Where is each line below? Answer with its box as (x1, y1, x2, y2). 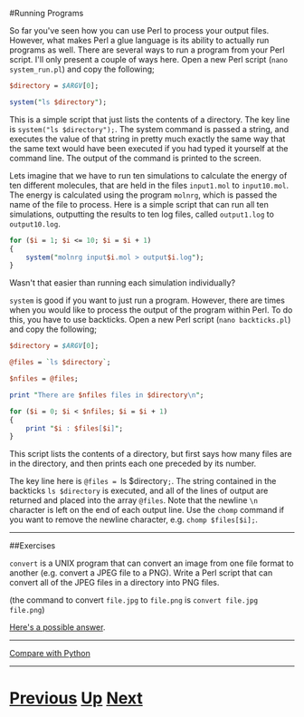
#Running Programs (9, 8, 84, 18)
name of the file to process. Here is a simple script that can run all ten (9, 199, 269, 209)
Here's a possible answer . (9, 622, 106, 633)
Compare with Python (9, 648, 90, 659)
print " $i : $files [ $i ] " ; (25, 423, 124, 433)
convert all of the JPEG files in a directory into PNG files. (9, 577, 220, 588)
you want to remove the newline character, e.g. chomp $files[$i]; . (9, 514, 258, 525)
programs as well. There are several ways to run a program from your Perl (9, 44, 285, 55)
